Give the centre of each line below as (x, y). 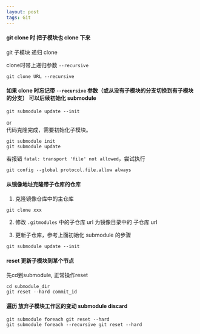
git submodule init (31, 141)
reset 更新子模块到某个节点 (40, 260)
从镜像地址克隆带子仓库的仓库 (43, 184)
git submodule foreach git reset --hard (58, 319)
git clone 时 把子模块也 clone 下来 (48, 38)
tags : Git (19, 18)
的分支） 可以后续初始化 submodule (52, 98)
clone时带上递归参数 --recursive (48, 65)
